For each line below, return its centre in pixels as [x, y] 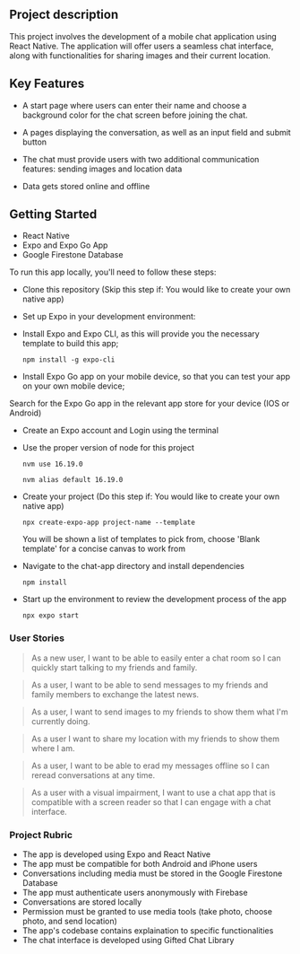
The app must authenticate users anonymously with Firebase [135, 893]
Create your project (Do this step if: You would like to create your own [151, 496]
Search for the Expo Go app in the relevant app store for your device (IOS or [150, 404]
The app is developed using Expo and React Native [116, 854]
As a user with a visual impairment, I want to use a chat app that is [153, 792]
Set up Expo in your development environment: [109, 317]
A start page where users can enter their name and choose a [134, 105]
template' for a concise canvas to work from [104, 549]
